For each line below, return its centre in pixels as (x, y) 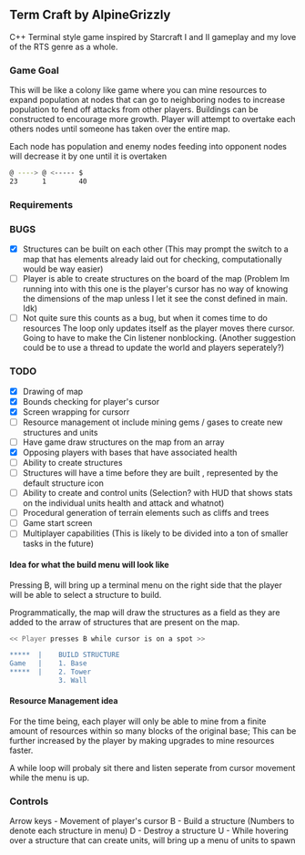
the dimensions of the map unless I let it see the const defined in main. (155, 299)
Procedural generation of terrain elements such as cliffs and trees (146, 513)
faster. (21, 750)
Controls (29, 801)
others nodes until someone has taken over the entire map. (120, 129)
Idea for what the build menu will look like (90, 564)
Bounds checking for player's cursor (91, 401)
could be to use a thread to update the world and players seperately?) (153, 348)
